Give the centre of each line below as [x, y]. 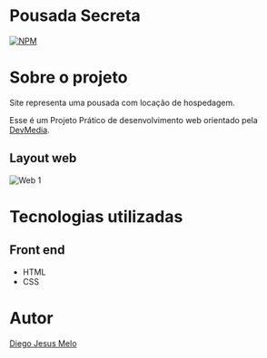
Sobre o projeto [69, 77]
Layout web [43, 158]
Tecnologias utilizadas [96, 216]
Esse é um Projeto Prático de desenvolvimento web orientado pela [134, 120]
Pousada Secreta [75, 16]
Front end [37, 250]
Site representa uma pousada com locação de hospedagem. [123, 102]
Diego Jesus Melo [43, 343]
